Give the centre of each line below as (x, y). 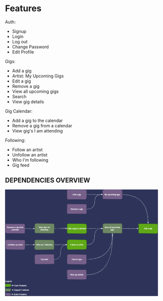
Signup (19, 31)
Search (19, 96)
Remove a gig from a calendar (42, 125)
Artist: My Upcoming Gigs (38, 76)
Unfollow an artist (30, 155)
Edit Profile (23, 52)
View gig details (28, 101)
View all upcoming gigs (35, 91)
